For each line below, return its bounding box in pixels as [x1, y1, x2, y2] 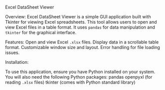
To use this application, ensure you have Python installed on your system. [5, 69, 156, 75]
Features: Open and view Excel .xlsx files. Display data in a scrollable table [5, 39, 159, 45]
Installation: [5, 59, 29, 65]
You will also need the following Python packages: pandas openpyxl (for [5, 74, 153, 80]
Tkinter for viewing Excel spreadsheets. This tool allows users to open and [5, 19, 157, 25]
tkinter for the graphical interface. [5, 30, 77, 35]
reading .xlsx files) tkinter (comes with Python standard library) [5, 79, 136, 85]
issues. [5, 49, 20, 55]
